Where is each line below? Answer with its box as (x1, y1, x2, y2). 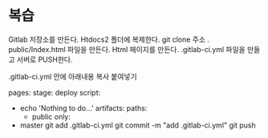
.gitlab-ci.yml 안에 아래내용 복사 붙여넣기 (8, 71, 138, 81)
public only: (31, 112, 71, 121)
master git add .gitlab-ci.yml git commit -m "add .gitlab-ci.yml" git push (19, 120, 256, 130)
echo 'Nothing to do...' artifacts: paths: (19, 103, 148, 112)
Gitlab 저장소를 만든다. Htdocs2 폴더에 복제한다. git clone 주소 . (8, 34, 210, 44)
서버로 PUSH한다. (16, 55, 73, 64)
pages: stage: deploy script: (8, 87, 101, 97)
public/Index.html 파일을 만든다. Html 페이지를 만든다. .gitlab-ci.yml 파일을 (8, 44, 246, 54)
